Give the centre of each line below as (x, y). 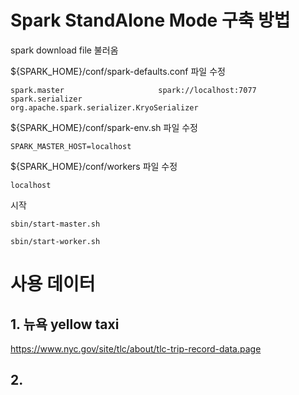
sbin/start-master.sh (55, 224)
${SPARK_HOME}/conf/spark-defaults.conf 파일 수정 (118, 71)
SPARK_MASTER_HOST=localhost (71, 146)
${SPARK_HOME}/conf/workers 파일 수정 (94, 166)
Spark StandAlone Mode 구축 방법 (150, 20)
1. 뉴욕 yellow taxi (65, 324)
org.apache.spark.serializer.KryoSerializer (104, 107)
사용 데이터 (53, 284)
